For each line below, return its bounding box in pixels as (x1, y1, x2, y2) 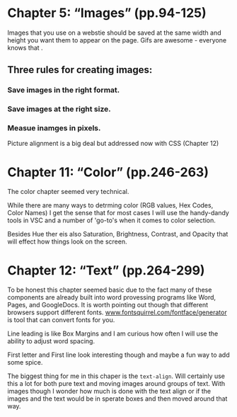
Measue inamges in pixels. (7, 123, 101, 133)
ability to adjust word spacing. (7, 337, 96, 345)
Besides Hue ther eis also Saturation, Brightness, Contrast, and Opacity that (7, 230, 229, 239)
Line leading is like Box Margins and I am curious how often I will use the (7, 329, 219, 338)
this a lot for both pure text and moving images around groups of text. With (7, 379, 226, 388)
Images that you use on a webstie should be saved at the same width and (7, 28, 221, 37)
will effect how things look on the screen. (7, 237, 127, 246)
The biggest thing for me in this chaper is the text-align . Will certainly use (7, 372, 225, 380)
